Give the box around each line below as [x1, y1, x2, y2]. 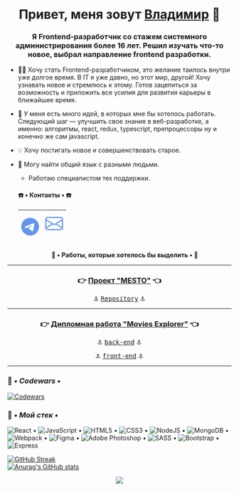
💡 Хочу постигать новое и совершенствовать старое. [17, 146, 181, 155]
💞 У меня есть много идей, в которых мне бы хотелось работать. [17, 109, 216, 118]
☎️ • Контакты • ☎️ [17, 191, 72, 200]
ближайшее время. [17, 96, 77, 104]
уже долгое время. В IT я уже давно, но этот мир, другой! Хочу [17, 73, 211, 82]
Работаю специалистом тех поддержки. [28, 174, 151, 183]
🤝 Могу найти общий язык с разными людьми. [17, 160, 160, 169]
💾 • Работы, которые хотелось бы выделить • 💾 [51, 250, 198, 259]
